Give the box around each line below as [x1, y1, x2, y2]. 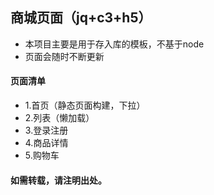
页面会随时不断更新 [24, 50, 105, 62]
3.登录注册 [24, 124, 69, 137]
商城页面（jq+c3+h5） [10, 9, 152, 27]
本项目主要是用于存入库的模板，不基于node [24, 38, 205, 50]
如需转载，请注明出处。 [10, 174, 107, 186]
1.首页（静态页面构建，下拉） [24, 99, 146, 112]
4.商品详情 [24, 137, 69, 149]
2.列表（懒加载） [24, 112, 95, 124]
